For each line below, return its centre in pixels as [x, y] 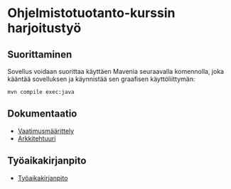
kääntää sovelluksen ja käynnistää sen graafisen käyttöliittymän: [101, 79]
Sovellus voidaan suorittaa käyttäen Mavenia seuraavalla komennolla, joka [116, 71]
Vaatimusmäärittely [46, 131]
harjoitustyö [44, 28]
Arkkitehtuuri [37, 138]
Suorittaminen [40, 54]
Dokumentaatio [42, 114]
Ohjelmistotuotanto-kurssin [91, 13]
